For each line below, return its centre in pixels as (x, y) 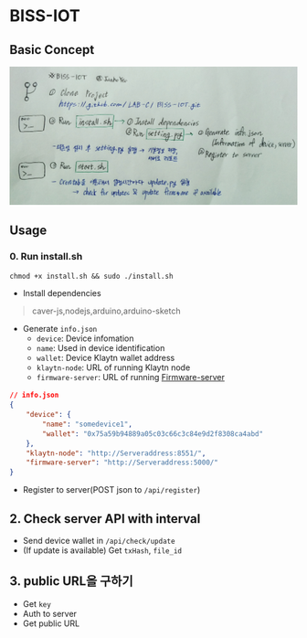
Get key (37, 603)
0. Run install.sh (46, 256)
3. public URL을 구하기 (72, 581)
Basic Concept (52, 50)
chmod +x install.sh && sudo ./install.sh (91, 276)
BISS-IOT (45, 16)
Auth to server (50, 613)
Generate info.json (60, 329)
